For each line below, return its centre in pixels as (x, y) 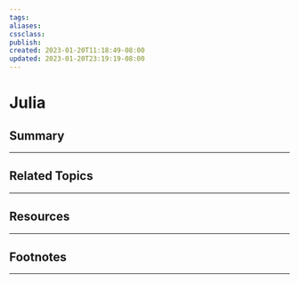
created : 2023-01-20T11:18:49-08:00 (77, 51)
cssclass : (28, 34)
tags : (19, 17)
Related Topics (51, 176)
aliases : (25, 26)
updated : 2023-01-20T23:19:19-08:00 (77, 59)
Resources (40, 217)
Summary (37, 136)
